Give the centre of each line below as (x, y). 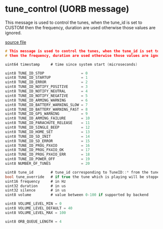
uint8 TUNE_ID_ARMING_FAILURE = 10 (48, 118)
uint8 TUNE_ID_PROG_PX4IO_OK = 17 (48, 150)
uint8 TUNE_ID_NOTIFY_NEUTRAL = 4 (47, 91)
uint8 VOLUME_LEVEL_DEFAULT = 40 (39, 208)
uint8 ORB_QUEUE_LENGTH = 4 (33, 221)
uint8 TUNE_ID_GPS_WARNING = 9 (47, 114)
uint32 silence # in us (36, 191)
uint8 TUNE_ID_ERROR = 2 (47, 82)
